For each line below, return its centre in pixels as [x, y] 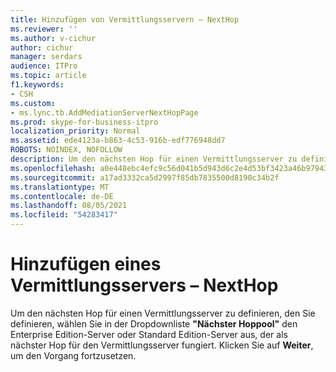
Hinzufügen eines [86, 264]
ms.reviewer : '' [44, 29]
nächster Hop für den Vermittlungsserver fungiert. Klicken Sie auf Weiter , [162, 345]
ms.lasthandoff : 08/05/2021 [69, 206]
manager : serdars [46, 57]
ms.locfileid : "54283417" [64, 215]
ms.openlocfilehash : [53, 168]
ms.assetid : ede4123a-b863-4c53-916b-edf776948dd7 [118, 141]
